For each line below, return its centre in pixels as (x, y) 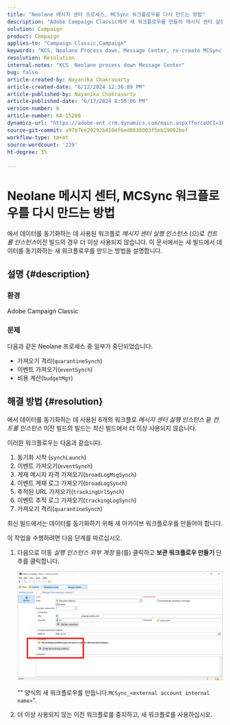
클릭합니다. (44, 561)
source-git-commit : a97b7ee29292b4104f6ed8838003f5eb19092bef (98, 130)
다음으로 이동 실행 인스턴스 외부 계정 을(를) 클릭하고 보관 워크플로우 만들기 (116, 552)
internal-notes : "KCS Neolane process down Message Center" (96, 65)
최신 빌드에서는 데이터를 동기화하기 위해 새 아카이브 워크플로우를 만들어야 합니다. (115, 523)
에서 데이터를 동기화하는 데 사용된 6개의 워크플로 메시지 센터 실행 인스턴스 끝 (110, 419)
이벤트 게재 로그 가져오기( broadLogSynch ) (72, 483)
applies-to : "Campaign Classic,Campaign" (67, 44)
